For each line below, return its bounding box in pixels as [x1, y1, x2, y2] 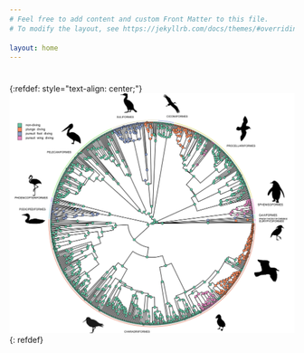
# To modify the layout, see [9, 24, 119, 33]
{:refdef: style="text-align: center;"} [9, 83, 143, 94]
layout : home [9, 43, 59, 52]
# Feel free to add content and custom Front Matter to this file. [9, 14, 270, 24]
